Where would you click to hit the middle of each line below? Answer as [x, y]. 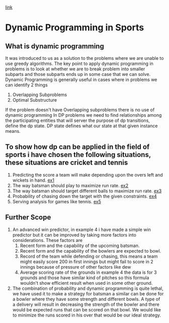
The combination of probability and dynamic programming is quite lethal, [88, 288]
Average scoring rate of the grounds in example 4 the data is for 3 [88, 272]
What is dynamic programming [55, 46]
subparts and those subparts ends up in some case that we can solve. [78, 74]
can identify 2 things [26, 85]
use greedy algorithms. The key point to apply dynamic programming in [79, 63]
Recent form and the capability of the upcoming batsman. [80, 246]
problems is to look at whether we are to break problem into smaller [75, 69]
